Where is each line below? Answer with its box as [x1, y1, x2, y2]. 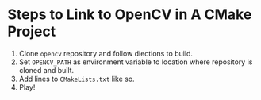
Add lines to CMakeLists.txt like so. [18, 74, 136, 83]
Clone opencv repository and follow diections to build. [18, 48, 194, 58]
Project [7, 22, 56, 40]
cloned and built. [18, 65, 75, 75]
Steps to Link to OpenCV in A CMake [7, 6, 252, 24]
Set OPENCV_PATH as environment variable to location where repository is [18, 57, 253, 67]
